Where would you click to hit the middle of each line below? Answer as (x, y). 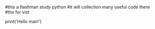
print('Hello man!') (23, 22)
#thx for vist (17, 12)
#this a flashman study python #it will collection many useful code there (77, 7)
